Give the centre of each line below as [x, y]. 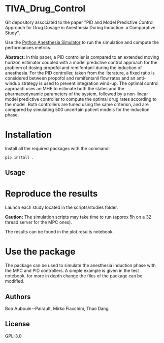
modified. [15, 281]
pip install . [20, 157]
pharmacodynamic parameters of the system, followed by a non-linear [77, 94]
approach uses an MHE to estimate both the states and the [65, 88]
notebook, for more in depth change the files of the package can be [74, 276]
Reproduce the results [51, 194]
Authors [18, 297]
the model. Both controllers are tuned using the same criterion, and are [77, 104]
